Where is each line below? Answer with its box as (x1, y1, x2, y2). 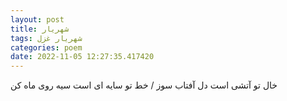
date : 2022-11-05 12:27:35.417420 (10, 52, 155, 62)
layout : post (10, 14, 65, 25)
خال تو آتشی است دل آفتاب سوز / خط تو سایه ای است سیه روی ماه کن (10, 79, 278, 91)
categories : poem (10, 42, 83, 53)
